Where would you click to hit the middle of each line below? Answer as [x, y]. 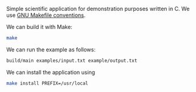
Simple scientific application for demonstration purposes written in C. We [98, 9]
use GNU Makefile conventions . [46, 15]
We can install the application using [51, 72]
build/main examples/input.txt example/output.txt [72, 61]
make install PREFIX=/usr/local [47, 83]
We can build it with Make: [40, 27]
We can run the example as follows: [51, 49]
